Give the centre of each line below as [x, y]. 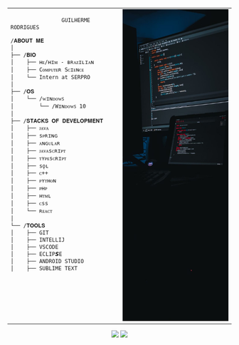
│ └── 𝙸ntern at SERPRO [50, 77]
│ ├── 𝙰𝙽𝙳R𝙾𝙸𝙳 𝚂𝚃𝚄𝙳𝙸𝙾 [47, 261]
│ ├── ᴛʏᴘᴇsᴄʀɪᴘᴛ [38, 158]
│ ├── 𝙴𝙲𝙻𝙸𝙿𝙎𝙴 [36, 254]
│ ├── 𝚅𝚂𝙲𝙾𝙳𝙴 [34, 247]
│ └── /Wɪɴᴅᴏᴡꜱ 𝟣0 [48, 106]
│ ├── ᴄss [29, 203]
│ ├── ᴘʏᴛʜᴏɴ [33, 180]
